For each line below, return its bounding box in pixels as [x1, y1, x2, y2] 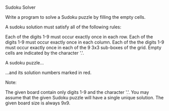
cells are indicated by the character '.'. [5, 50, 84, 56]
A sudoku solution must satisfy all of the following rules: [5, 24, 122, 30]
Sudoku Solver [5, 5, 36, 10]
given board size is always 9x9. [5, 100, 71, 106]
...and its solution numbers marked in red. [5, 69, 92, 76]
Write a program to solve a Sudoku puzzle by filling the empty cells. [5, 14, 146, 20]
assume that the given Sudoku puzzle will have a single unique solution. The [5, 95, 164, 100]
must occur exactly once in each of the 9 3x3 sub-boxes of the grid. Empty [5, 45, 161, 50]
